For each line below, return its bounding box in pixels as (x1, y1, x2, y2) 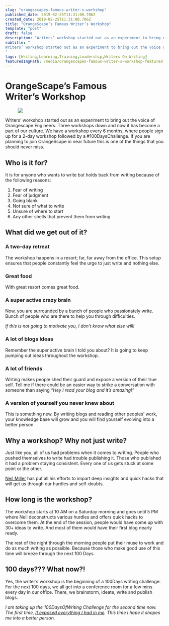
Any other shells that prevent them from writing (12, 214, 111, 219)
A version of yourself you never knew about (5, 399, 115, 406)
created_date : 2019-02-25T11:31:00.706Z (5, 17, 92, 22)
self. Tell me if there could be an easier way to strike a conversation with (5, 382, 155, 388)
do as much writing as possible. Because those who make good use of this (5, 545, 160, 551)
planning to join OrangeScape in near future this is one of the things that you (5, 139, 164, 145)
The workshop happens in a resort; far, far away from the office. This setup (5, 254, 161, 260)
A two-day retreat (5, 243, 50, 250)
